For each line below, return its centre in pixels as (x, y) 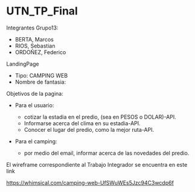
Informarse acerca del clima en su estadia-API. (82, 123)
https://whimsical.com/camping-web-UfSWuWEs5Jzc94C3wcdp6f (90, 182)
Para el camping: (36, 141)
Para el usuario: (34, 105)
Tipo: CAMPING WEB (41, 75)
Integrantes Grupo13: (32, 28)
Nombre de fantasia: (40, 82)
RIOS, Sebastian (35, 46)
